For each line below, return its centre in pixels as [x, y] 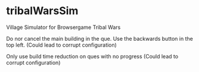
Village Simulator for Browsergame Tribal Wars [63, 27]
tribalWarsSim [42, 11]
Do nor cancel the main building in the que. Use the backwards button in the [100, 38]
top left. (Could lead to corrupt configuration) [62, 45]
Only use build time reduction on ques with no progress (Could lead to [92, 56]
